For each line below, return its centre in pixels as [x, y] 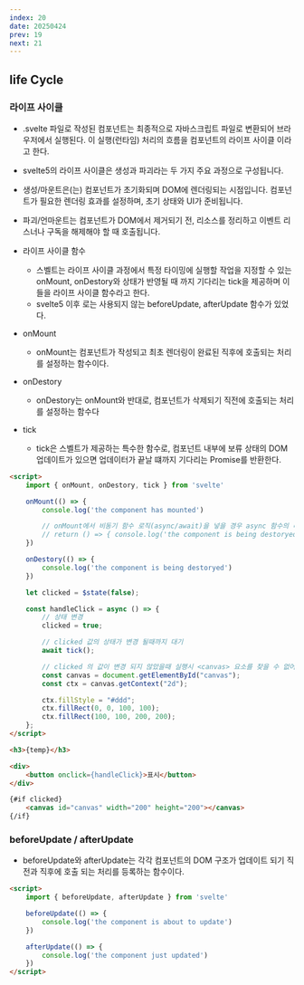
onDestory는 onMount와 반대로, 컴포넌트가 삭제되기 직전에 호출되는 [157, 400]
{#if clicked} [36, 799]
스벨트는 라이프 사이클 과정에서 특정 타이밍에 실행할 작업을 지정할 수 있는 [164, 270]
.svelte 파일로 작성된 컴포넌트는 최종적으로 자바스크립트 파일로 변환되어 [148, 129]
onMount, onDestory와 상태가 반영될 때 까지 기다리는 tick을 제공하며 [158, 281]
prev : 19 [26, 34]
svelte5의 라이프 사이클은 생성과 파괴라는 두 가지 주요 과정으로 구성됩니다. [153, 170]
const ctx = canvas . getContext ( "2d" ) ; [115, 684]
